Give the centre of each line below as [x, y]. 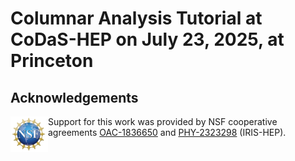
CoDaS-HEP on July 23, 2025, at [147, 39]
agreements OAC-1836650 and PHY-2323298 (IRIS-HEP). [167, 132]
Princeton [52, 61]
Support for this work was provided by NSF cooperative [163, 121]
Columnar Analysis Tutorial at [136, 18]
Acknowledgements [74, 97]
